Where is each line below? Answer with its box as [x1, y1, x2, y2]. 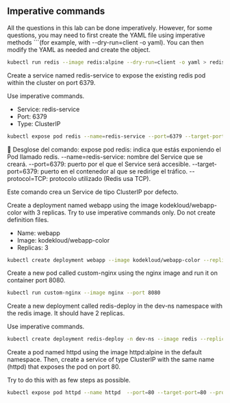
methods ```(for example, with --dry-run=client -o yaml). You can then [7, 38, 204, 47]
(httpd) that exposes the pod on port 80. [7, 363, 121, 371]
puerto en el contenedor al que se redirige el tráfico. [40, 167, 188, 175]
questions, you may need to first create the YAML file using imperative [7, 31, 205, 39]
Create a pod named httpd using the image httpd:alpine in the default [7, 348, 202, 356]
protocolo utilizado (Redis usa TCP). [49, 174, 151, 182]
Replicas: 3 [16, 243, 49, 252]
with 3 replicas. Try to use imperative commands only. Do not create [23, 208, 216, 217]
